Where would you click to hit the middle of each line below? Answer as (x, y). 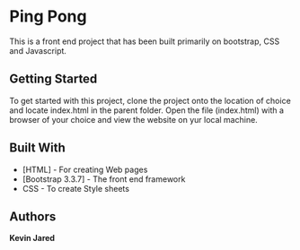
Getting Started (53, 79)
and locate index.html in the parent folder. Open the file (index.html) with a (147, 110)
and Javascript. (38, 50)
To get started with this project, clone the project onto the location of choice (150, 100)
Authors (33, 216)
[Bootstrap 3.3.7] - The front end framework (104, 179)
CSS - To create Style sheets (76, 188)
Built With (37, 148)
